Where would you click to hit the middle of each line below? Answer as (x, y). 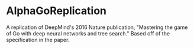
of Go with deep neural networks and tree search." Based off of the (88, 33)
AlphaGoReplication (56, 11)
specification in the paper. (38, 40)
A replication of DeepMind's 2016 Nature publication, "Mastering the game (97, 27)
